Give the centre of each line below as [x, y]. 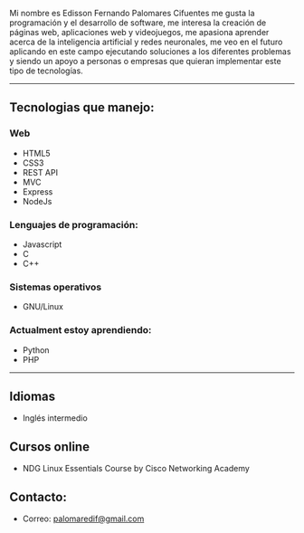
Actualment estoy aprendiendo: [81, 330]
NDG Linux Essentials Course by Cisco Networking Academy [136, 469]
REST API [40, 172]
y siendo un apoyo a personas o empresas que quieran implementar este [146, 61]
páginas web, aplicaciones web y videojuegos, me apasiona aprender [139, 32]
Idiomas [33, 396]
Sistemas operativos [56, 287]
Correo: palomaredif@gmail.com [83, 519]
